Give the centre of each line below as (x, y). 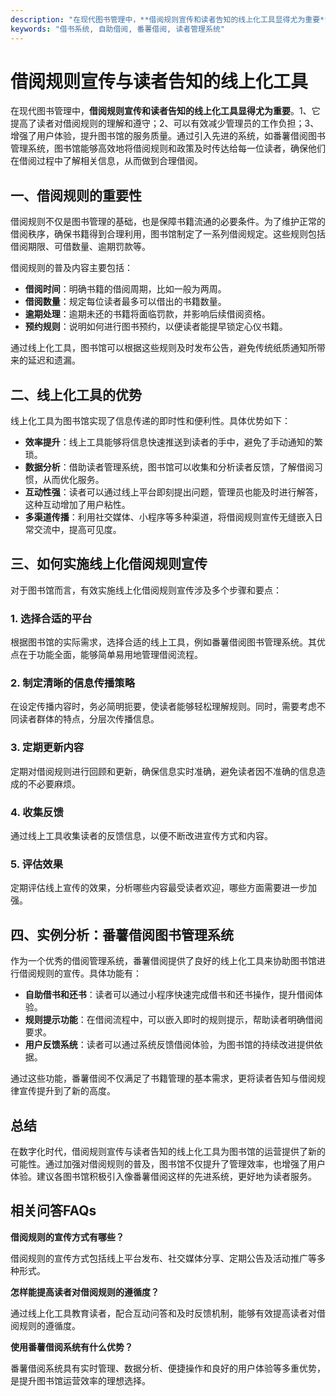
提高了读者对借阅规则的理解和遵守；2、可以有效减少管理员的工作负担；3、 (165, 123)
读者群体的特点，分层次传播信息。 (89, 719)
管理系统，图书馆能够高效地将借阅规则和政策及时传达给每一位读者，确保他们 (168, 148)
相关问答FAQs (53, 1211)
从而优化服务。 (73, 480)
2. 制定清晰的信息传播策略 (73, 683)
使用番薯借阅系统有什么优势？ (71, 1347)
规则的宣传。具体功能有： (89, 973)
